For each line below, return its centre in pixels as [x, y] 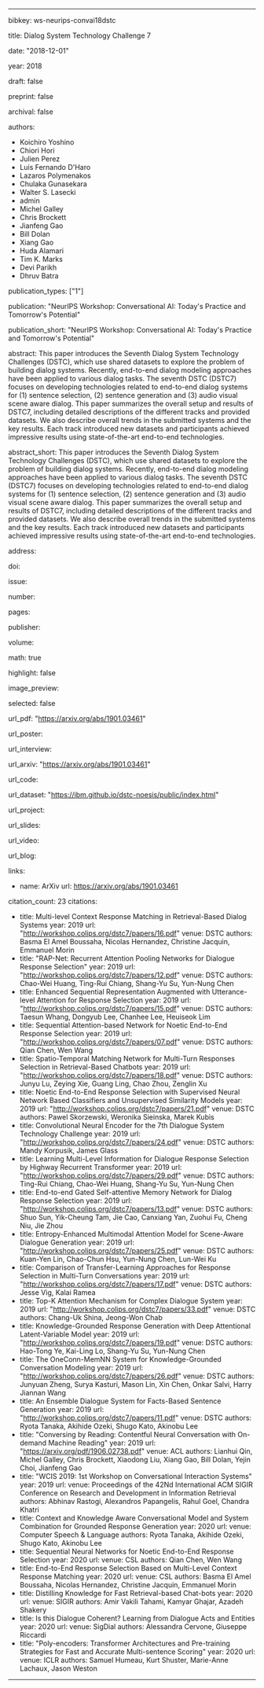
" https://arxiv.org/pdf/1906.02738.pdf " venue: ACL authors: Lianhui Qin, [136, 1451]
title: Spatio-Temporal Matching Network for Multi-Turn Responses [127, 1059]
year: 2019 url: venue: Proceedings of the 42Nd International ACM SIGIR [136, 1484]
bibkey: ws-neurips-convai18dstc [62, 20]
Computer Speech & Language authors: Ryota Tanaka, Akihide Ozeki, [132, 1535]
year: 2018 [25, 66]
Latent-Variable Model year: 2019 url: [79, 1334]
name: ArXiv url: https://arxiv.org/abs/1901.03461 [99, 886]
